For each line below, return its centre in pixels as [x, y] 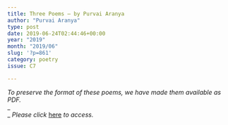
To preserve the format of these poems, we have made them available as [114, 92]
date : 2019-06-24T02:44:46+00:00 [56, 33]
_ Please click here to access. [50, 114]
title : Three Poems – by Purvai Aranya [66, 14]
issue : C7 [22, 66]
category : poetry [33, 60]
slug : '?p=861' [30, 53]
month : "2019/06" [33, 46]
